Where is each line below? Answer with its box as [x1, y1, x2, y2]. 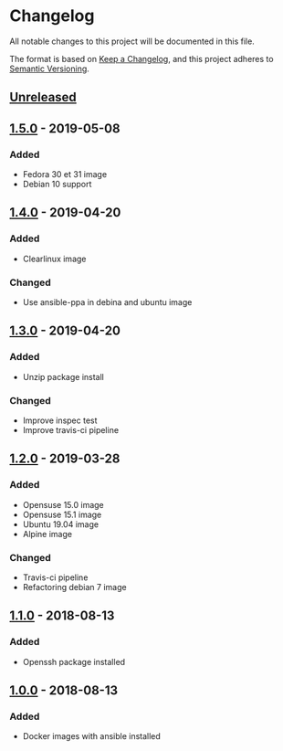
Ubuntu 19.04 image [22, 518, 99, 530]
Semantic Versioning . [9, 63, 89, 74]
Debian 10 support [22, 179, 92, 190]
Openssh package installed [22, 656, 126, 667]
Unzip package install [22, 371, 105, 382]
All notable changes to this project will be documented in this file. [9, 36, 256, 47]
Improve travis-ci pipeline [22, 424, 120, 435]
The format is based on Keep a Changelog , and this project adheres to [9, 53, 274, 64]
